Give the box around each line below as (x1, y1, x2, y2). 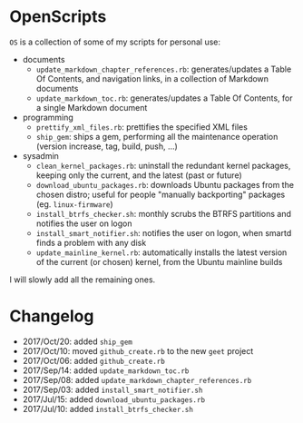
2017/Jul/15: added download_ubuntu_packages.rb (22, 393, 206, 405)
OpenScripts (9, 6, 107, 27)
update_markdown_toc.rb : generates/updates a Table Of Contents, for (35, 93, 293, 103)
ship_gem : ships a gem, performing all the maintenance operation (35, 131, 279, 142)
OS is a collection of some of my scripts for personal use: (9, 36, 220, 47)
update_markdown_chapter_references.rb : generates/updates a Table (35, 64, 292, 74)
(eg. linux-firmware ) (35, 198, 113, 210)
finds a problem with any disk (35, 237, 147, 248)
